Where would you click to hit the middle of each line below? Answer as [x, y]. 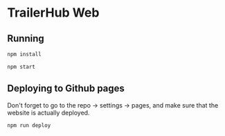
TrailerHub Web [53, 13]
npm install [24, 54]
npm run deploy [29, 125]
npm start [21, 67]
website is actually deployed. [48, 112]
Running [26, 39]
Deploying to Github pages [66, 88]
